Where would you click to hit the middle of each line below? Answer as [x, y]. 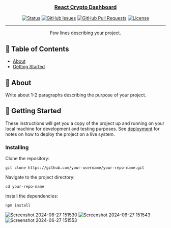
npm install [18, 206]
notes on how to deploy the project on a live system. [60, 134]
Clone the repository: [27, 159]
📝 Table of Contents [37, 49]
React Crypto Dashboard [85, 7]
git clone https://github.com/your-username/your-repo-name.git [75, 168]
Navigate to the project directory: [40, 178]
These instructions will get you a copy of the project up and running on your [85, 123]
